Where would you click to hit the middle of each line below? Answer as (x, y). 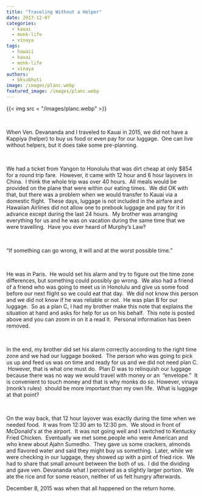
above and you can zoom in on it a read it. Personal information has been (99, 319)
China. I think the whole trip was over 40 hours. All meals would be (92, 181)
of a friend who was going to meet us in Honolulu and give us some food (97, 287)
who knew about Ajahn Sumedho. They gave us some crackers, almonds (98, 444)
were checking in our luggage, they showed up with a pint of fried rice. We (101, 457)
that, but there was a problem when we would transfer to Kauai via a (92, 194)
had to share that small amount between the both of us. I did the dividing (98, 463)
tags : (13, 46)
